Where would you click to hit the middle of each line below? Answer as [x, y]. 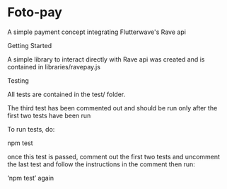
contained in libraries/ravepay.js [54, 67]
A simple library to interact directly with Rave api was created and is [106, 59]
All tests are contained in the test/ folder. [66, 94]
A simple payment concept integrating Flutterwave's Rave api [97, 32]
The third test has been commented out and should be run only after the [112, 108]
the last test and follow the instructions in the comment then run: [101, 164]
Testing [18, 80]
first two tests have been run [49, 115]
